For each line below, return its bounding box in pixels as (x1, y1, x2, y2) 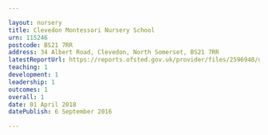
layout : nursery (8, 18, 62, 26)
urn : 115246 (8, 34, 48, 42)
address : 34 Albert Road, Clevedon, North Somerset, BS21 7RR (8, 49, 219, 57)
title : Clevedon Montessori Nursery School (8, 26, 156, 34)
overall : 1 (8, 93, 45, 101)
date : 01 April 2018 (8, 101, 77, 109)
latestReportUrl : (8, 56, 66, 64)
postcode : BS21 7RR (8, 41, 73, 49)
